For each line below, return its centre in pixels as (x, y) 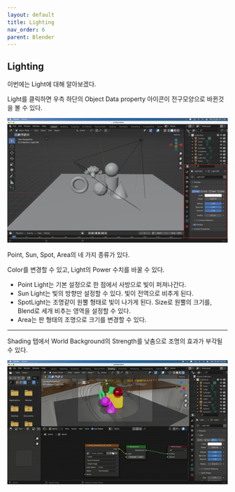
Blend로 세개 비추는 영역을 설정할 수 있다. (74, 311)
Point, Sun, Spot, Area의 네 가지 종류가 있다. (69, 254)
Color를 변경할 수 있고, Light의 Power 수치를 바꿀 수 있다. (86, 270)
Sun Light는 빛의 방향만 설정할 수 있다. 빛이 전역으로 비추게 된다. (105, 293)
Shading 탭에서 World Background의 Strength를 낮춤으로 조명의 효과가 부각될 (115, 341)
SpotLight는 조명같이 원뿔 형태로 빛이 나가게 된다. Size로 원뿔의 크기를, (114, 302)
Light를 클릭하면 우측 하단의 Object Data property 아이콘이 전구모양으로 (106, 99)
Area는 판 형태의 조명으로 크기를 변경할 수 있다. (82, 319)
